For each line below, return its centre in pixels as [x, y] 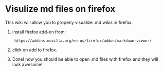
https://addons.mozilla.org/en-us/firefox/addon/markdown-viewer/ [83, 41]
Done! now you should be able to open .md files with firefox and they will [85, 59]
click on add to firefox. [35, 50]
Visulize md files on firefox [60, 9]
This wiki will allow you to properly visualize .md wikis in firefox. [69, 22]
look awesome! [27, 64]
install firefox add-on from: [39, 32]
